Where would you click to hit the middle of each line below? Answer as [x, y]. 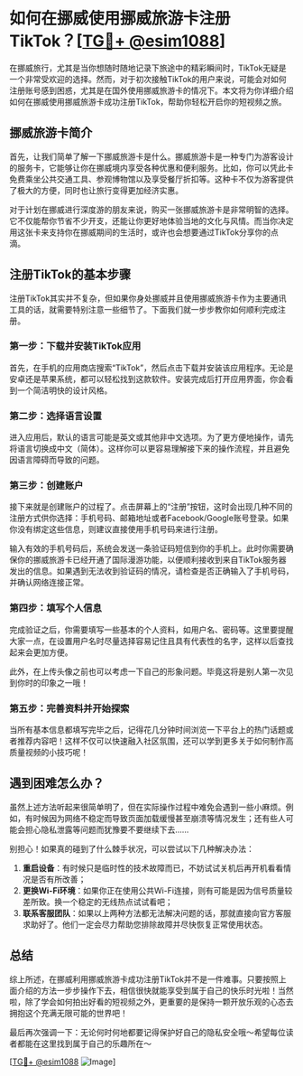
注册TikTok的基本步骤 [70, 275]
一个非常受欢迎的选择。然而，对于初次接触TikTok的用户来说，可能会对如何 [148, 79]
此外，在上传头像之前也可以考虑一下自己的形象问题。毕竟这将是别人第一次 [147, 671]
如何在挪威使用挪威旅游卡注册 [120, 19]
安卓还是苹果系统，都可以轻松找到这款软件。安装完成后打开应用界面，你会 [147, 379]
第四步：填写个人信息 [55, 608]
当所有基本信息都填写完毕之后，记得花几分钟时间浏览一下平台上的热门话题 [147, 730]
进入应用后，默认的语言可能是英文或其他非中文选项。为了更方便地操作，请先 [151, 437]
